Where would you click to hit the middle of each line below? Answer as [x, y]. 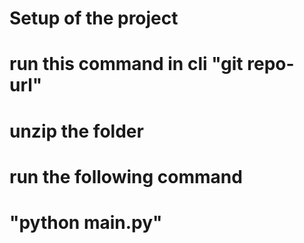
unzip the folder [76, 131]
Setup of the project [94, 18]
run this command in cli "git [126, 64]
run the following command [126, 176]
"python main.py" [86, 222]
